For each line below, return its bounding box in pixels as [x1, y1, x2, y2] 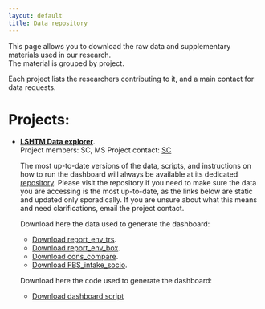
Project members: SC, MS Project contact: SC [19, 145, 172, 155]
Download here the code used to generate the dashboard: [19, 276, 213, 286]
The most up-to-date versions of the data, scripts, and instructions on [19, 161, 251, 171]
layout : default [8, 11, 63, 20]
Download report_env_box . [31, 243, 120, 253]
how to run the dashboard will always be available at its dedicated [19, 169, 238, 179]
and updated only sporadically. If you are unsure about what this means [19, 195, 258, 205]
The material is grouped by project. [8, 58, 124, 68]
